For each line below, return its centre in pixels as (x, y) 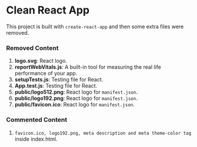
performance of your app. (46, 73)
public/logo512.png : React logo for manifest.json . (76, 92)
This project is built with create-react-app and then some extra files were (95, 26)
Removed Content (32, 48)
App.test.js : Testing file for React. (56, 86)
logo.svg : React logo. (41, 61)
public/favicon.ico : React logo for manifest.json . (75, 105)
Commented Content (37, 120)
